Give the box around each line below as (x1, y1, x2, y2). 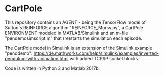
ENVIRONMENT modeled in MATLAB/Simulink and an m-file (5, 30, 128, 36)
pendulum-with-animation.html (5, 55, 69, 61)
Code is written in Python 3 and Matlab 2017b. (5, 65, 100, 71)
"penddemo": (5, 50, 33, 56)
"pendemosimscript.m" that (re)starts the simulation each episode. (5, 35, 142, 41)
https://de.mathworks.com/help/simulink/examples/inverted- (33, 50, 159, 56)
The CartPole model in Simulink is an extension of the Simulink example (5, 45, 152, 51)
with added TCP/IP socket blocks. (69, 55, 140, 61)
